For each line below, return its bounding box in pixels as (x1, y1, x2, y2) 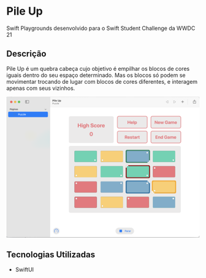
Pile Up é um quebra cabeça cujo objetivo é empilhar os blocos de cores (6, 65, 190, 72)
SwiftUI (15, 266, 34, 273)
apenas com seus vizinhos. (6, 84, 75, 92)
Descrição (6, 49, 47, 59)
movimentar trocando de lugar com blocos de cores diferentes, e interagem (6, 78, 198, 85)
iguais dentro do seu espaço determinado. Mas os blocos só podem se (6, 71, 186, 79)
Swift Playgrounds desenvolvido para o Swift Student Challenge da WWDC (6, 24, 196, 32)
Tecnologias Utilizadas (6, 249, 96, 260)
